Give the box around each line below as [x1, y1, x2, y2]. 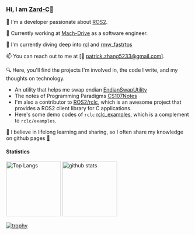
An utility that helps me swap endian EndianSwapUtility [14, 86, 147, 93]
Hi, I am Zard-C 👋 [6, 5, 54, 13]
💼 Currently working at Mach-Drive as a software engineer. [6, 30, 148, 37]
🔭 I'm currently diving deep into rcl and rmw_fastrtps [6, 41, 133, 48]
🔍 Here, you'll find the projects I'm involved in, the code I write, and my [6, 66, 178, 73]
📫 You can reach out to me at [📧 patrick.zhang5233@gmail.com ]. [6, 52, 165, 60]
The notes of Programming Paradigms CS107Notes [14, 93, 137, 100]
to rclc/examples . [14, 117, 57, 124]
